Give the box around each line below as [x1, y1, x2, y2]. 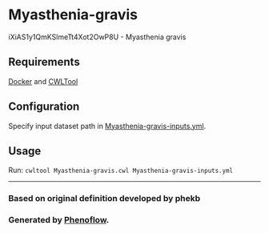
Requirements [8, 55, 80, 69]
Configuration [8, 100, 80, 114]
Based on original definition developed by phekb [8, 193, 201, 204]
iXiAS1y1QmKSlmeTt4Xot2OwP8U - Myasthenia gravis [8, 32, 187, 42]
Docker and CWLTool [8, 76, 78, 86]
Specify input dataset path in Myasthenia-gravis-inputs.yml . [8, 121, 207, 131]
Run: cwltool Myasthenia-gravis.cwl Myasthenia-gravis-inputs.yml [8, 166, 234, 175]
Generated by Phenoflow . [8, 215, 110, 226]
